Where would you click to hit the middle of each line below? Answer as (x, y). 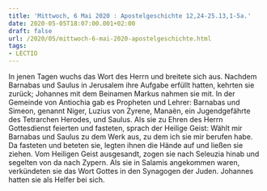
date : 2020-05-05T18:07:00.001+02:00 (72, 23)
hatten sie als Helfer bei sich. (57, 180)
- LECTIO (23, 53)
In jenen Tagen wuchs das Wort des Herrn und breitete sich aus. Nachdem (133, 76)
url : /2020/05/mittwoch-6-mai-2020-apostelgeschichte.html (110, 38)
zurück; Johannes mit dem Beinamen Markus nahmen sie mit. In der (122, 93)
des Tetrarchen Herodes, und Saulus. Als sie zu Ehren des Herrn (116, 119)
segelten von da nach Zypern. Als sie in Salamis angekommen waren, (124, 162)
